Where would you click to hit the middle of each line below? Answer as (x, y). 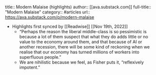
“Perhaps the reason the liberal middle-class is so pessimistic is (83, 31)
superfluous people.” (40, 57)
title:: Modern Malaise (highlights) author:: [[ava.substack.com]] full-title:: (78, 7)
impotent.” (30, 67)
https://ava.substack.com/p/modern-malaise (50, 17)
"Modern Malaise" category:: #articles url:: (48, 12)
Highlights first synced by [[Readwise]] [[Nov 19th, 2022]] (70, 26)
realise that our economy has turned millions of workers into (79, 52)
